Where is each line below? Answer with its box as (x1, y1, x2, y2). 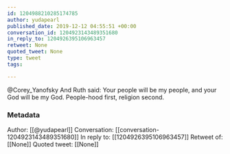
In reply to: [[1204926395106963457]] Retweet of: (80, 133, 223, 141)
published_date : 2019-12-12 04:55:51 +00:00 (7, 23, 137, 29)
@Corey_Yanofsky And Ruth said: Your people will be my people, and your (7, 86, 217, 94)
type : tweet (7, 55, 41, 62)
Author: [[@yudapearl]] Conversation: (7, 125, 115, 133)
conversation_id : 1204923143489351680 (7, 29, 118, 36)
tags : (7, 61, 23, 68)
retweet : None (7, 42, 48, 49)
